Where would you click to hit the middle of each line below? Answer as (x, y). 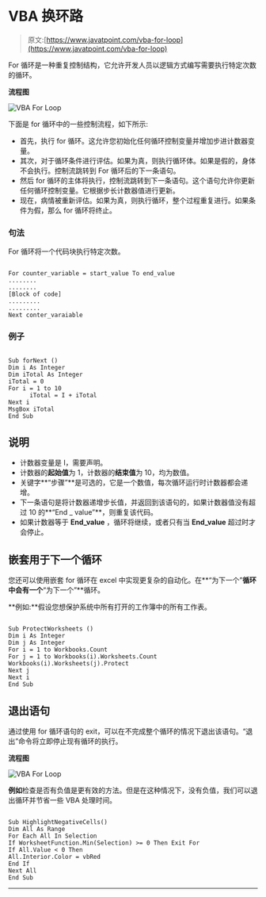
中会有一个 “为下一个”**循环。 (57, 590)
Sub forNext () (33, 360)
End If (19, 864)
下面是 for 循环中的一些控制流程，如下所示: (78, 124)
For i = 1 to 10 (35, 388)
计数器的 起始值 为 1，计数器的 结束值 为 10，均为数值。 (106, 473)
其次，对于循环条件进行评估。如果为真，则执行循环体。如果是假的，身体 (137, 160)
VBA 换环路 (46, 16)
